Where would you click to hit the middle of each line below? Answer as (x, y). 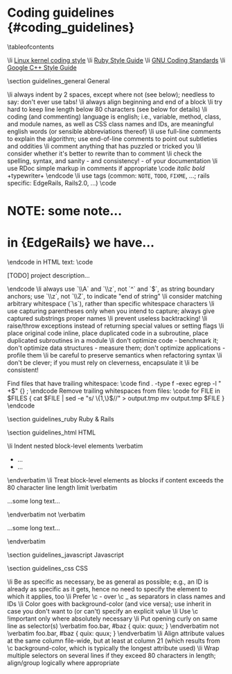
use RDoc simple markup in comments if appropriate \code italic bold (106, 168)
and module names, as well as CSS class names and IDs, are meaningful (110, 124)
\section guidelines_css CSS (48, 568)
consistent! (23, 370)
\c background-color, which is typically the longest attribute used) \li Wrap (113, 648)
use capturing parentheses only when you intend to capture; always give (111, 311)
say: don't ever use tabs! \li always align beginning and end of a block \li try (115, 101)
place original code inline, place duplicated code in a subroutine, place (108, 333)
